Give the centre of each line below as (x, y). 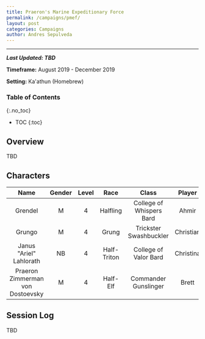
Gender (61, 193)
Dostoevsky (27, 294)
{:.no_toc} (19, 111)
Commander (148, 279)
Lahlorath (27, 261)
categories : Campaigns (35, 29)
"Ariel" (27, 253)
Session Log (30, 315)
